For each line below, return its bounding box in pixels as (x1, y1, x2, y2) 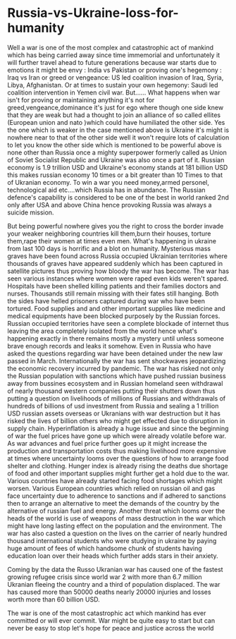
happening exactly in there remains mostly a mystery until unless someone (7, 334, 224, 343)
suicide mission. (7, 208, 54, 217)
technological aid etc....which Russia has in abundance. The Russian (7, 185, 206, 194)
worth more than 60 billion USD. (7, 595, 100, 604)
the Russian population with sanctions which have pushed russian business (7, 372, 227, 380)
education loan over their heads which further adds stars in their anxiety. (7, 552, 218, 560)
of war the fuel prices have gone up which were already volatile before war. (7, 432, 227, 440)
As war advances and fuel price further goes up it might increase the (7, 439, 208, 447)
